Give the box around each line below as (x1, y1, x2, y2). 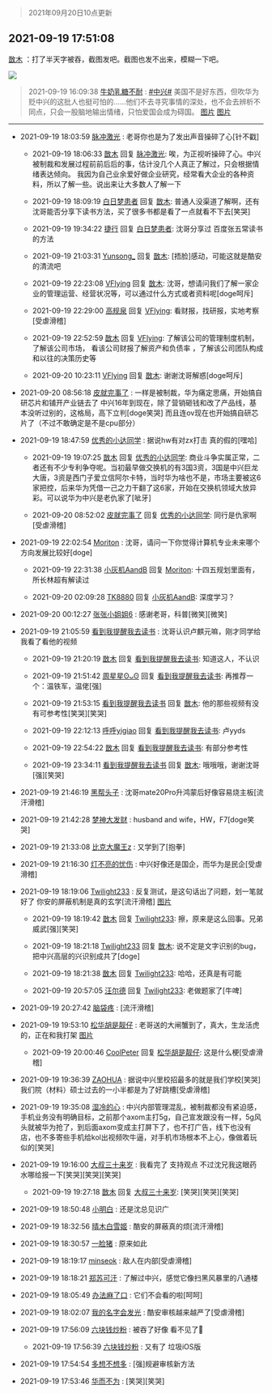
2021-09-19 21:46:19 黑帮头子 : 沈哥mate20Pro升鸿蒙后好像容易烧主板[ (19, 787, 257, 796)
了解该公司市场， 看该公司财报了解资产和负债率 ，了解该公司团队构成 (32, 343, 264, 353)
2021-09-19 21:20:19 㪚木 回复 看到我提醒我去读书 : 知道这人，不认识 (32, 653, 260, 663)
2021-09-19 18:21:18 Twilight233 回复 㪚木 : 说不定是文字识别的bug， (32, 941, 261, 950)
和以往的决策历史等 (32, 353, 97, 363)
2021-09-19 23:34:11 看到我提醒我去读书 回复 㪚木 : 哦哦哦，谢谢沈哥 (32, 760, 261, 770)
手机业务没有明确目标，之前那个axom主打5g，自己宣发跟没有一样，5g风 (19, 1112, 261, 1122)
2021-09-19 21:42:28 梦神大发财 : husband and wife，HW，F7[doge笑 (19, 814, 255, 824)
